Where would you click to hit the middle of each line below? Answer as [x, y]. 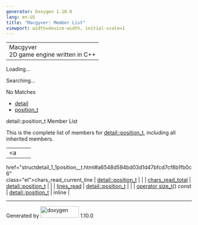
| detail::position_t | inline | [38, 193]
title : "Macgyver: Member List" [46, 22]
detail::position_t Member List [42, 121]
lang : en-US [21, 17]
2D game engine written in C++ [52, 55]
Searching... [21, 81]
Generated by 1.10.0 [50, 216]
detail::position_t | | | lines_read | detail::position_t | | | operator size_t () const [99, 186]
